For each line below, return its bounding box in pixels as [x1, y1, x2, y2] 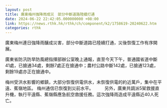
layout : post [5, 7, 32, 12]
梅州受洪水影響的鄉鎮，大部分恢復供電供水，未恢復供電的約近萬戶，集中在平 [5, 79, 162, 85]
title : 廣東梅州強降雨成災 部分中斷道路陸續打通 [5, 12, 95, 17]
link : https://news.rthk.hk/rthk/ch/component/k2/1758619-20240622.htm [5, 21, 157, 26]
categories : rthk [5, 26, 41, 31]
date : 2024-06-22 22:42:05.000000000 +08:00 [5, 16, 99, 21]
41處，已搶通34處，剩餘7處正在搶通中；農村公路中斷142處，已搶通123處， [5, 63, 159, 69]
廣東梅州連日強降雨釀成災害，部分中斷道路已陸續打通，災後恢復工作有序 [5, 40, 153, 46]
